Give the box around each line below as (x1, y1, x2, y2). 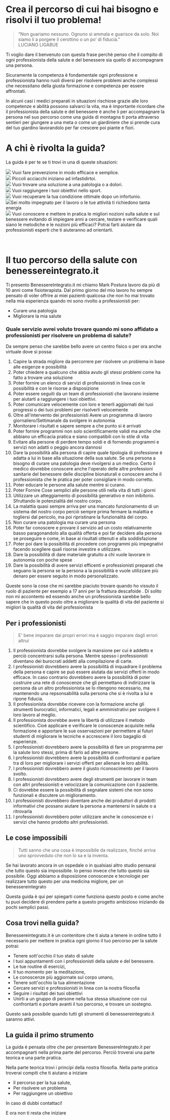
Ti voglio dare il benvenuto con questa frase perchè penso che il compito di (6, 51, 163, 58)
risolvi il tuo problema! (6, 14, 101, 26)
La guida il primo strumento (6, 1031, 94, 1039)
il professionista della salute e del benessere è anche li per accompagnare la (6, 109, 165, 115)
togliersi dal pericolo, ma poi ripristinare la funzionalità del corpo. (13, 514, 148, 520)
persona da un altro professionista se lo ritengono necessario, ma (13, 685, 150, 691)
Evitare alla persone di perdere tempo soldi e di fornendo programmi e (13, 439, 159, 445)
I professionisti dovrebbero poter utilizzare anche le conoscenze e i (13, 814, 153, 820)
